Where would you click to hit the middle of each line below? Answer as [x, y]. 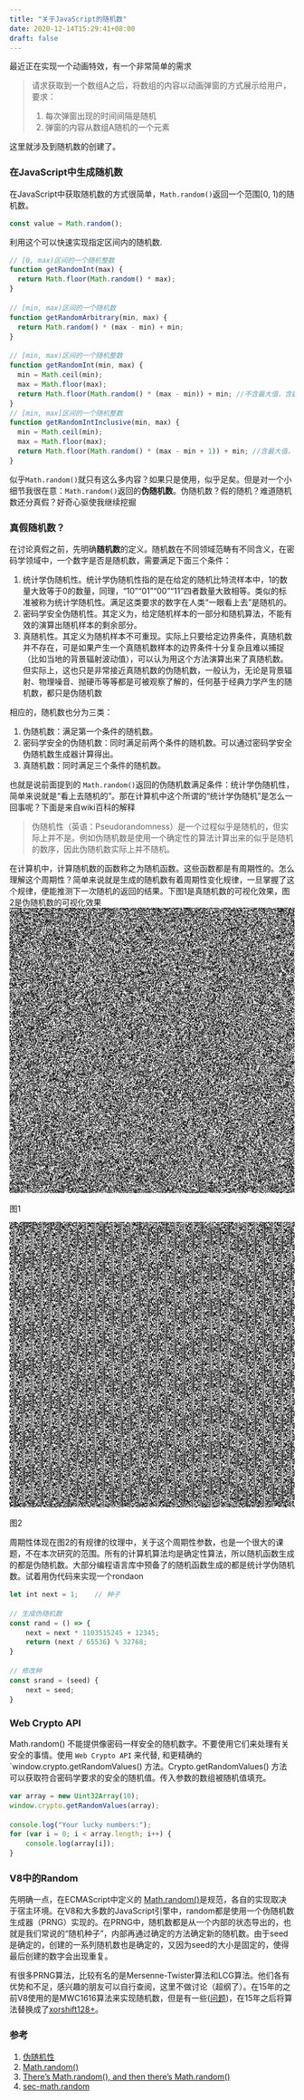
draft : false [34, 38]
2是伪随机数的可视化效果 [56, 902]
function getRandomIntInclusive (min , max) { [95, 423]
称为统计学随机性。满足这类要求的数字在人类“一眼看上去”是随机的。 [165, 602]
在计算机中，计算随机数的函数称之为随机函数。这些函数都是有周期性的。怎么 [152, 869]
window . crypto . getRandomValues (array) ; [85, 1806]
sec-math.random [56, 2086]
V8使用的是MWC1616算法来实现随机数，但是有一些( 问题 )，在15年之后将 [151, 1999]
